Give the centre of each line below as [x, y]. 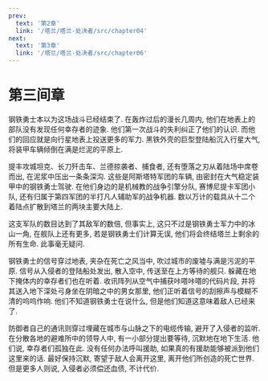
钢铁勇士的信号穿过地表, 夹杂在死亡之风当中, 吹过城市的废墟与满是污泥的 [128, 260]
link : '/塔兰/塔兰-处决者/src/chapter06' [81, 53]
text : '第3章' [38, 46]
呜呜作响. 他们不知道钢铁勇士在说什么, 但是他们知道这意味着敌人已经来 [138, 301]
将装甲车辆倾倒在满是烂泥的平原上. [66, 149]
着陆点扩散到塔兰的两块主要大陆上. [66, 207]
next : [17, 38]
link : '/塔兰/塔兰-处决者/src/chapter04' [81, 31]
